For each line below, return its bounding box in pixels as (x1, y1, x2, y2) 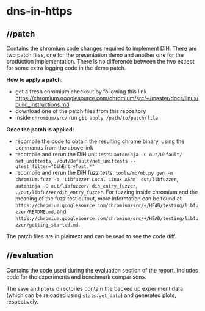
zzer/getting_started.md (15, 222, 79, 228)
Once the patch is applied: (6, 126, 74, 133)
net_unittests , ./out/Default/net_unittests (15, 157, 128, 164)
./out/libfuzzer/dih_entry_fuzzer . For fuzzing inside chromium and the (15, 188, 198, 196)
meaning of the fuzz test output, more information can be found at (15, 195, 182, 202)
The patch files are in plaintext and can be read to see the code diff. (6, 233, 177, 240)
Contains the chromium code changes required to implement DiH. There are (6, 45, 197, 52)
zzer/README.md (15, 209, 54, 215)
